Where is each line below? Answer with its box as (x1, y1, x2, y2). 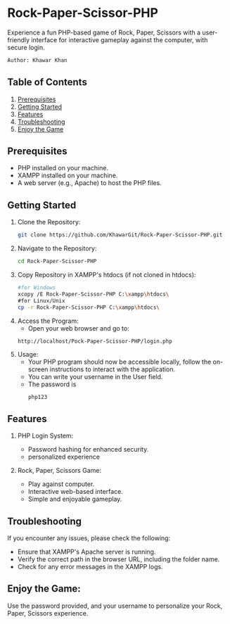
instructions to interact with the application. (49, 364, 176, 374)
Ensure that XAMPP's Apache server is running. (17, 547, 156, 556)
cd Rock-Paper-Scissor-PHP (17, 258, 97, 265)
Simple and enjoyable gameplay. (27, 495, 122, 504)
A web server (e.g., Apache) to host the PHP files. (17, 179, 162, 187)
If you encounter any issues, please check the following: (7, 534, 171, 542)
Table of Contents (7, 76, 88, 89)
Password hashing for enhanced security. (27, 445, 149, 454)
